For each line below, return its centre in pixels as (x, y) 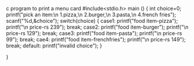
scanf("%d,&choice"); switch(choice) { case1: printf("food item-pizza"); (92, 21)
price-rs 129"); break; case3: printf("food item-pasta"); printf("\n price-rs (94, 33)
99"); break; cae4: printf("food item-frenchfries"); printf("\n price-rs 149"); (96, 39)
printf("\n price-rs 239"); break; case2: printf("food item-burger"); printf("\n (97, 27)
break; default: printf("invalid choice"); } (54, 46)
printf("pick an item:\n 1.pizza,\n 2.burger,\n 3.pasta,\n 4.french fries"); (91, 15)
